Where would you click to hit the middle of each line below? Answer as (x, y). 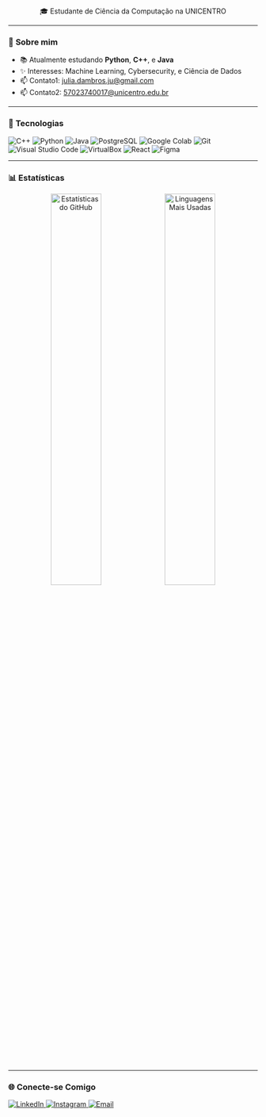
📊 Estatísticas (36, 178)
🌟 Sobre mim (33, 42)
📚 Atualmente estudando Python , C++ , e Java (97, 60)
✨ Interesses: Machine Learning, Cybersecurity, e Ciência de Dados (131, 71)
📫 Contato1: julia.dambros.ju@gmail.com (87, 81)
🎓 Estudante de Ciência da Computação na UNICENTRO (133, 11)
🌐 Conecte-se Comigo (52, 1087)
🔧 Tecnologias (36, 124)
